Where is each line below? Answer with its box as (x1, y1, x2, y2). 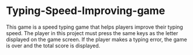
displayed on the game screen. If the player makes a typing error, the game (6, 36, 187, 43)
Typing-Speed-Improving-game (6, 4, 166, 18)
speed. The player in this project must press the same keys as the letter (6, 29, 178, 36)
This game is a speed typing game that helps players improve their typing (6, 23, 183, 30)
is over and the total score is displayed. (6, 42, 101, 49)
